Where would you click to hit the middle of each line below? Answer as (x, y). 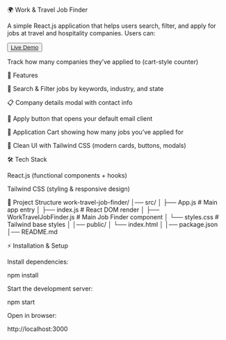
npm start (21, 302)
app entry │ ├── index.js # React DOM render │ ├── (83, 210)
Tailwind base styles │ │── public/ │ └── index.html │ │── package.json (112, 224)
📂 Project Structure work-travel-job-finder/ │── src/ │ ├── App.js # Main (112, 202)
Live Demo (25, 47)
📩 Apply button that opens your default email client (80, 119)
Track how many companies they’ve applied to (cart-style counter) (103, 62)
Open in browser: (32, 315)
